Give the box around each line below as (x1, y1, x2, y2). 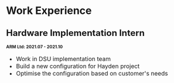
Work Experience (6, 4, 92, 17)
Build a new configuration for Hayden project (16, 62, 140, 70)
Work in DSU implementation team (16, 55, 111, 63)
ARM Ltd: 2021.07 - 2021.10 (6, 44, 63, 50)
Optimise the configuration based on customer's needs (16, 70, 168, 77)
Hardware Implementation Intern (6, 27, 145, 38)
